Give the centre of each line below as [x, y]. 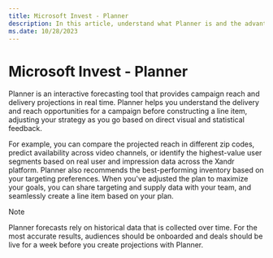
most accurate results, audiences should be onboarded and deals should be [136, 236]
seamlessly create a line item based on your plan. [91, 196]
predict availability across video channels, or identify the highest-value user [135, 153]
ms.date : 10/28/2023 [43, 31]
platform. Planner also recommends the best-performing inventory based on [136, 170]
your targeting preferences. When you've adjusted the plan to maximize [128, 179]
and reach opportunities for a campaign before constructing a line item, [128, 112]
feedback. [25, 129]
